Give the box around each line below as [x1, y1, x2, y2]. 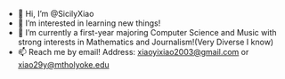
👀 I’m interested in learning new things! [17, 18, 161, 28]
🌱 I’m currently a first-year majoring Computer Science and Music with [17, 28, 278, 37]
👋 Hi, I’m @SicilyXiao [17, 9, 94, 19]
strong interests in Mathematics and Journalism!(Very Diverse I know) [17, 36, 274, 47]
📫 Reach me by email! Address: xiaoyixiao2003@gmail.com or [17, 47, 249, 57]
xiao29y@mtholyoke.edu [17, 59, 110, 70]
